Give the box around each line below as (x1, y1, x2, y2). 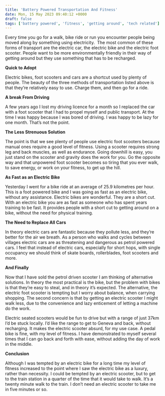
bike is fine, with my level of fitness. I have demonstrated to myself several (5, 331, 157, 337)
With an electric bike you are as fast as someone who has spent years (5, 200, 147, 206)
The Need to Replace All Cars (5, 219, 66, 225)
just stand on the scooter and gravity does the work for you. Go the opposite (5, 154, 161, 160)
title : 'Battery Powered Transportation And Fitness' (5, 7, 118, 12)
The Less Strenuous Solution (5, 129, 66, 135)
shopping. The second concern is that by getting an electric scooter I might (5, 295, 159, 301)
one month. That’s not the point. (5, 120, 70, 125)
